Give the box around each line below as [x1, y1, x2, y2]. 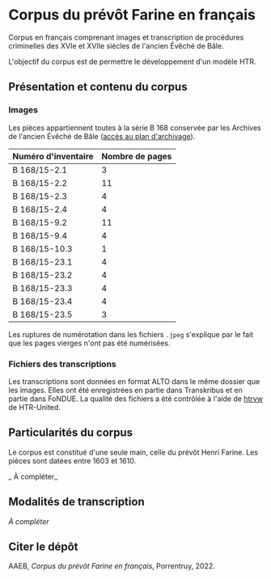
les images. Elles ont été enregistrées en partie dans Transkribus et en [8, 385, 243, 395]
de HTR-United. [8, 402, 61, 412]
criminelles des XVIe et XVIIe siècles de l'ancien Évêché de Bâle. [8, 40, 224, 50]
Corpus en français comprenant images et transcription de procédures [8, 32, 244, 42]
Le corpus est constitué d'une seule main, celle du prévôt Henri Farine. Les [8, 447, 259, 457]
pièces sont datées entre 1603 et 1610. [8, 455, 136, 466]
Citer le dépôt [8, 539, 78, 553]
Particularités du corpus [8, 426, 133, 440]
